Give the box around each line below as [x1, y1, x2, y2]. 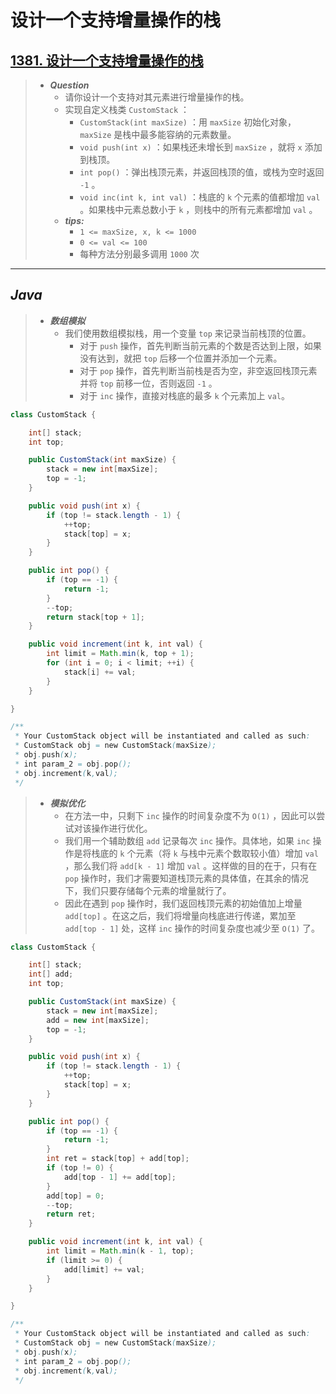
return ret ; [46, 1209, 97, 1220]
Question [49, 79, 90, 91]
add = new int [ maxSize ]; [46, 1015, 150, 1025]
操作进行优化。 [91, 822, 153, 834]
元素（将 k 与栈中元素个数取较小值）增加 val [135, 847, 319, 859]
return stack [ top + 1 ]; [46, 612, 145, 622]
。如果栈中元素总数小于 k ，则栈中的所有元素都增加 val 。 [79, 204, 318, 215]
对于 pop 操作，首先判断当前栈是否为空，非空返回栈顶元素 [79, 364, 318, 376]
